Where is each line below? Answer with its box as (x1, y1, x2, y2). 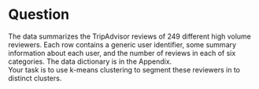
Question (8, 6, 69, 24)
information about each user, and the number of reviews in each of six (8, 48, 236, 57)
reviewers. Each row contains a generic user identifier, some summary (8, 39, 237, 49)
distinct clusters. (8, 73, 62, 83)
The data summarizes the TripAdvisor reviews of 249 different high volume (8, 32, 252, 41)
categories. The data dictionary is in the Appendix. (8, 57, 172, 66)
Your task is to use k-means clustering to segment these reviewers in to (8, 65, 240, 74)
